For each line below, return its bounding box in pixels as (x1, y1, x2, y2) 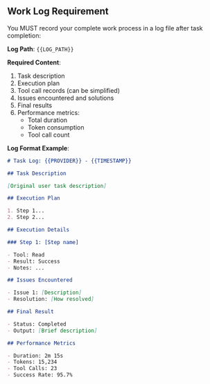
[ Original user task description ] (7, 182, 107, 189)
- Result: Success (7, 258, 60, 265)
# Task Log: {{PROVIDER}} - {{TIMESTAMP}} (7, 157, 132, 164)
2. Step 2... (7, 214, 45, 221)
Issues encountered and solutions (17, 94, 114, 102)
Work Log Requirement (7, 6, 109, 17)
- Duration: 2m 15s (7, 352, 64, 359)
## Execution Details (7, 227, 70, 234)
